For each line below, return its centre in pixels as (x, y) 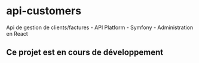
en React (17, 33)
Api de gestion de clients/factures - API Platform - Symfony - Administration (100, 27)
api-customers (44, 11)
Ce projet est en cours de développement (85, 53)
